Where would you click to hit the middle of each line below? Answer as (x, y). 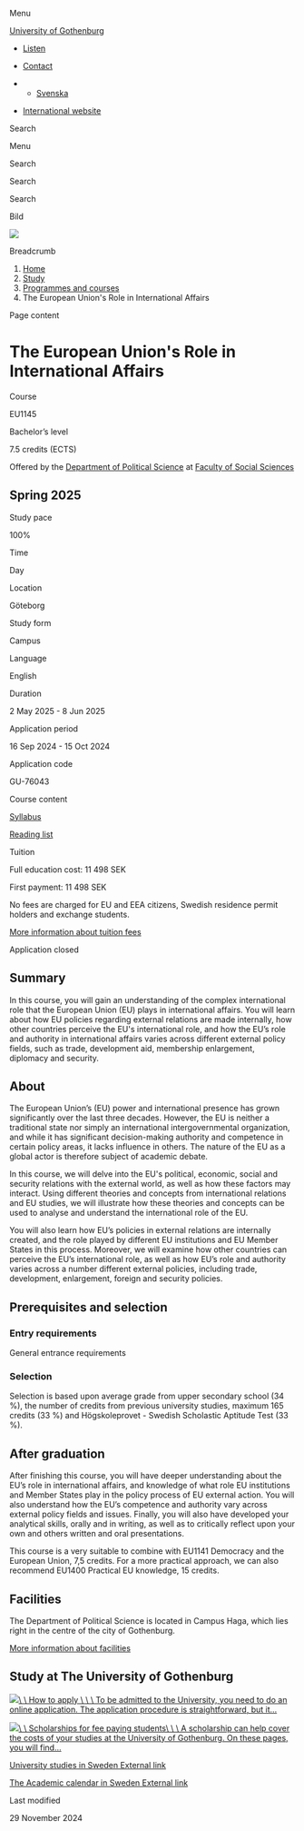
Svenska (52, 93)
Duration (26, 693)
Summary (38, 978)
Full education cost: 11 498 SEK (68, 869)
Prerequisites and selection (88, 1307)
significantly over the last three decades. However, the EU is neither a (140, 1118)
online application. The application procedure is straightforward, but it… (143, 1709)
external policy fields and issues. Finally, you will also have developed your (149, 1514)
